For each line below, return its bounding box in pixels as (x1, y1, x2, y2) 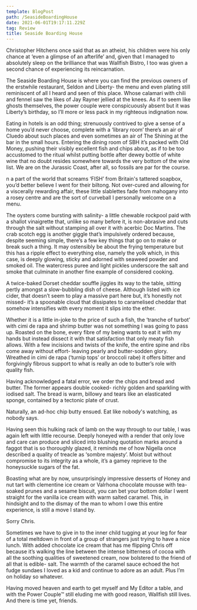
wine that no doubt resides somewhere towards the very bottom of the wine (6, 158, 190, 165)
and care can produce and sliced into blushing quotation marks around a (6, 438, 182, 446)
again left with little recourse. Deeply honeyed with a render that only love (6, 432, 185, 439)
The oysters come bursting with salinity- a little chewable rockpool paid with (6, 212, 191, 219)
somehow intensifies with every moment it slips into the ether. (6, 305, 156, 312)
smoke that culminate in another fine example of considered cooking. (6, 268, 174, 275)
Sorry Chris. (6, 518, 35, 525)
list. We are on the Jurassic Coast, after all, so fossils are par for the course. (6, 164, 190, 171)
